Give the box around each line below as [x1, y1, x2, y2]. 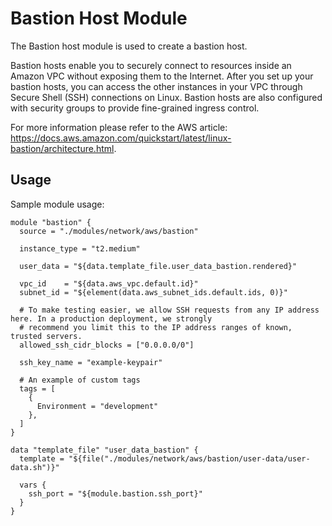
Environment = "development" [36, 401, 159, 411]
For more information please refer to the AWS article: [10, 121, 228, 133]
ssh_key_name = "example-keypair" [19, 357, 163, 367]
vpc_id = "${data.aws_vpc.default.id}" [19, 278, 199, 289]
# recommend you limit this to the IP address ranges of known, [19, 322, 293, 332]
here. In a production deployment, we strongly [10, 313, 213, 324]
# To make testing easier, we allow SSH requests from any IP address [19, 305, 320, 315]
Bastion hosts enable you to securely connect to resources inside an [10, 59, 292, 71]
